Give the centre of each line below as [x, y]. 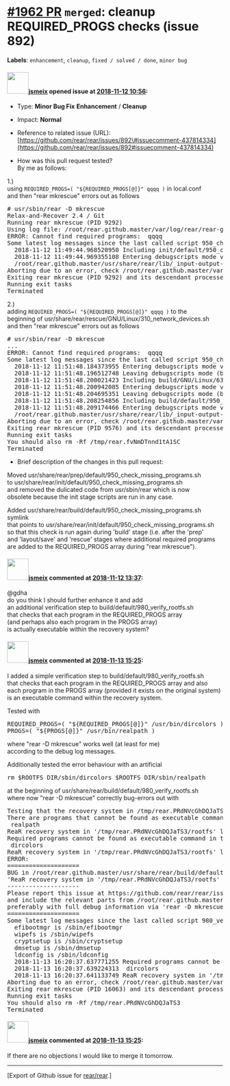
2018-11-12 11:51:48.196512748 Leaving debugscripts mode [114, 373]
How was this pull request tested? [65, 161]
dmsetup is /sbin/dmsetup [57, 948]
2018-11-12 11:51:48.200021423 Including [85, 380]
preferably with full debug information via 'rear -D [99, 906]
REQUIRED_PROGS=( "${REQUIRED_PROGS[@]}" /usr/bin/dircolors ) [115, 724]
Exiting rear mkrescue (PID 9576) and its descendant [99, 428]
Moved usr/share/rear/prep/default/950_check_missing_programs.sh [104, 475]
